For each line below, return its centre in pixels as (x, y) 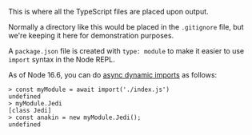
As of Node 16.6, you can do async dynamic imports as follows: (113, 75)
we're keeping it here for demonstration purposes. (91, 36)
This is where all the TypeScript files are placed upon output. (109, 12)
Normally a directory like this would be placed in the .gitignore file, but (126, 27)
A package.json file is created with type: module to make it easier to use (126, 51)
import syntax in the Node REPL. (62, 60)
